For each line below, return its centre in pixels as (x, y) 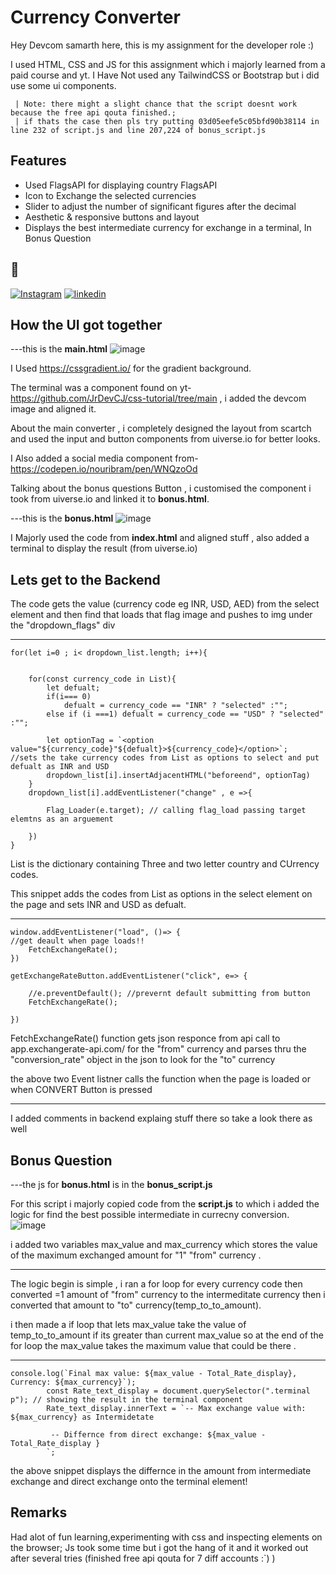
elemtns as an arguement (62, 819)
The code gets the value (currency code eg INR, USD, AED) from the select (165, 604)
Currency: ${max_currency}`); (73, 1382)
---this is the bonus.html (62, 518)
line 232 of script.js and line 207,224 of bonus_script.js (138, 130)
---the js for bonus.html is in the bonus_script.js (111, 1184)
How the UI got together (86, 324)
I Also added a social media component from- (104, 458)
